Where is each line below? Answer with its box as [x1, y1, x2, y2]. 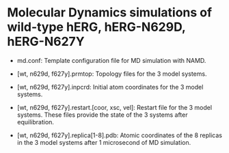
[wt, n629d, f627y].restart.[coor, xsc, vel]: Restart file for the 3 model [16, 103, 213, 111]
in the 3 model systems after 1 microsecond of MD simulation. [16, 138, 191, 146]
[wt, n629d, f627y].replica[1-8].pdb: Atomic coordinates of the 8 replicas [16, 131, 222, 139]
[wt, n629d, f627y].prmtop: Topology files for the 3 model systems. [16, 70, 207, 78]
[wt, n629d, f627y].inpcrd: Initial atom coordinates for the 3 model [16, 83, 204, 91]
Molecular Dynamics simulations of [7, 5, 213, 20]
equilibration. [16, 117, 55, 126]
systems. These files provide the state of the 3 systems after [16, 111, 188, 119]
